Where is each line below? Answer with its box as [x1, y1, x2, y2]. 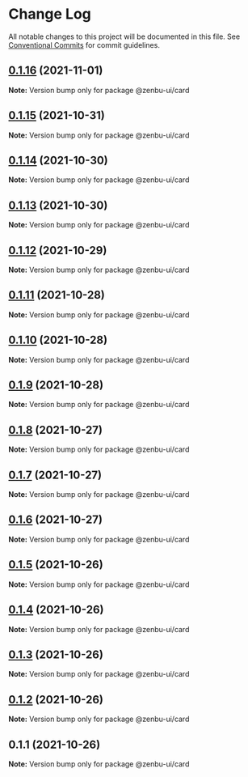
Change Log [8, 5, 91, 23]
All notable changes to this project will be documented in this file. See [8, 32, 241, 41]
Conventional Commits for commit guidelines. [8, 40, 160, 49]
